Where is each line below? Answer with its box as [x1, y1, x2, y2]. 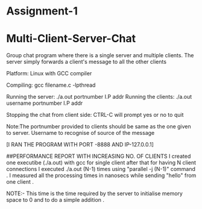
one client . [6, 178, 34, 186]
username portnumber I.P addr [6, 99, 83, 107]
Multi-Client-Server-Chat [6, 32, 136, 46]
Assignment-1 [6, 4, 78, 18]
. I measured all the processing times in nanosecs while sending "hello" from [6, 172, 197, 179]
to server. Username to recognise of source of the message [6, 129, 155, 137]
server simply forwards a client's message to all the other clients [6, 58, 167, 66]
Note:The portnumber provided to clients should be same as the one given [6, 123, 191, 130]
